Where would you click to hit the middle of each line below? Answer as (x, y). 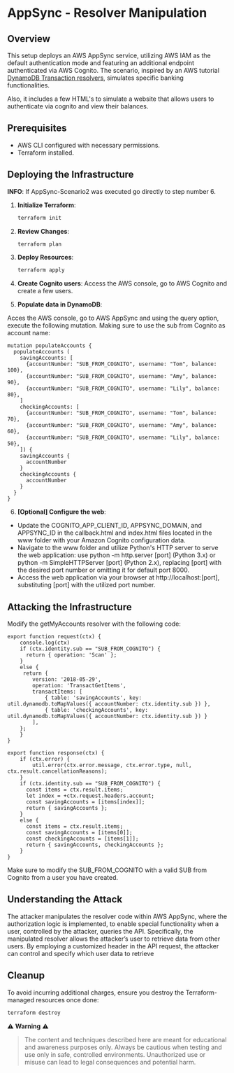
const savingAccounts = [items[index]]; (85, 802)
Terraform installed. (46, 153)
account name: (29, 333)
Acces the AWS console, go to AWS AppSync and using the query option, (113, 318)
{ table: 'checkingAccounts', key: (96, 710)
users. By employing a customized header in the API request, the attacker (113, 946)
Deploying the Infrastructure (71, 175)
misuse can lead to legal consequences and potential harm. (110, 1062)
